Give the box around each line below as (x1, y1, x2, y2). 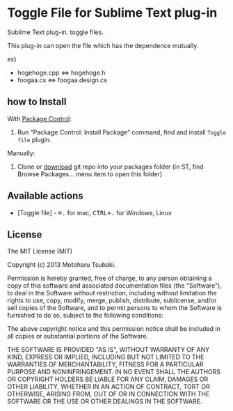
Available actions (7, 190, 83, 202)
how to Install (7, 96, 67, 108)
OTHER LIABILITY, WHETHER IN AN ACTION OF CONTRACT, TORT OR (7, 382, 210, 391)
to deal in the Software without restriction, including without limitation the (7, 289, 217, 297)
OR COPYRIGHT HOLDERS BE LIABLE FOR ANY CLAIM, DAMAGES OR (7, 375, 209, 384)
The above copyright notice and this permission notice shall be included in (7, 325, 220, 333)
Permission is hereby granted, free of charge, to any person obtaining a (7, 274, 212, 283)
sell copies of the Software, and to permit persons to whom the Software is (7, 304, 223, 312)
